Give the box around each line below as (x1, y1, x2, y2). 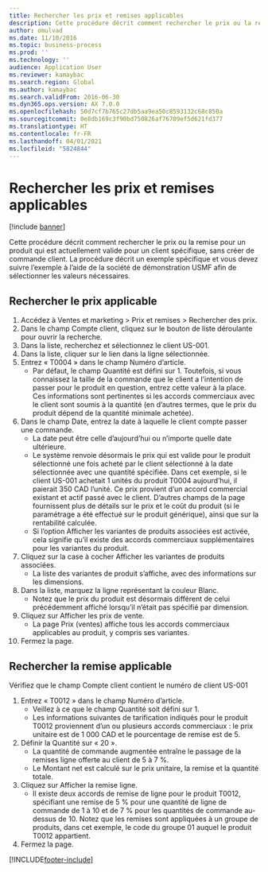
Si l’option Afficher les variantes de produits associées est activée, (32, 526, 251, 537)
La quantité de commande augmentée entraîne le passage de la (32, 746, 242, 756)
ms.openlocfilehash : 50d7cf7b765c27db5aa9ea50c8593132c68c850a (9, 108, 223, 116)
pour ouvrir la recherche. (20, 332, 103, 342)
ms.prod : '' (9, 48, 49, 56)
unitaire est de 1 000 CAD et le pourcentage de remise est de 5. (32, 729, 241, 739)
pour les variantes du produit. (32, 544, 130, 553)
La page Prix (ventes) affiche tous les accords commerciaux (32, 619, 230, 629)
